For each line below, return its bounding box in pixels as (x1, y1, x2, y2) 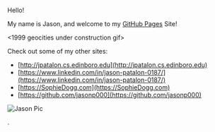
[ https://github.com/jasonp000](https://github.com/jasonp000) (17, 91, 202, 99)
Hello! (7, 6, 25, 14)
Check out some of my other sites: (7, 47, 108, 55)
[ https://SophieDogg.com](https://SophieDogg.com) (17, 83, 170, 91)
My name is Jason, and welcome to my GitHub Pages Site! (7, 20, 178, 28)
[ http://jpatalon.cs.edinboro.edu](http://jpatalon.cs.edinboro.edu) (17, 61, 208, 69)
